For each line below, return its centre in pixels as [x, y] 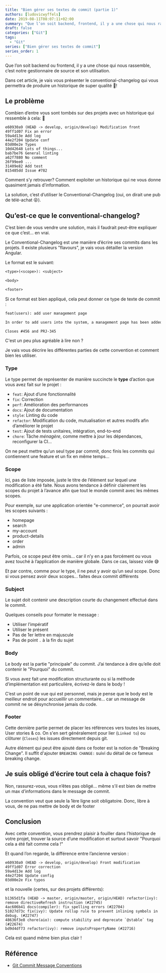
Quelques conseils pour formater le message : [52, 615]
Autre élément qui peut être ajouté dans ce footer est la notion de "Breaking [82, 748]
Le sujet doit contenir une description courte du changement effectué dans [82, 600]
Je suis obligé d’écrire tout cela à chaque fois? [78, 774]
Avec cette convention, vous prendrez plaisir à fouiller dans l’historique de [81, 834]
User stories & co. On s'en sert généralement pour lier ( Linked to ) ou [75, 733]
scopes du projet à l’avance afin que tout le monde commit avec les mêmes [82, 490]
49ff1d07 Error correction [33, 867]
